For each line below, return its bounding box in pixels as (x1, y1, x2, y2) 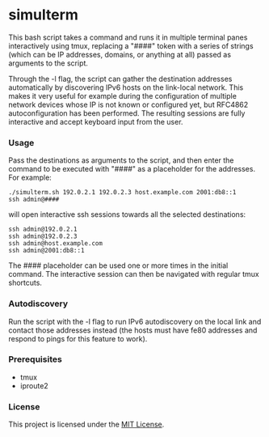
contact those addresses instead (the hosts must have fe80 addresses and (8, 325, 258, 335)
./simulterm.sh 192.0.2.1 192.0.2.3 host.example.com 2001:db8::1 (8, 189, 237, 197)
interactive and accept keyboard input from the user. (8, 117, 183, 126)
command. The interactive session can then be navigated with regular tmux (8, 269, 260, 279)
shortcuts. (8, 278, 43, 288)
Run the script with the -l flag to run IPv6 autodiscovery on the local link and (8, 316, 262, 326)
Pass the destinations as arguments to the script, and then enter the (8, 155, 234, 165)
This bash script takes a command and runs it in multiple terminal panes (8, 32, 248, 42)
